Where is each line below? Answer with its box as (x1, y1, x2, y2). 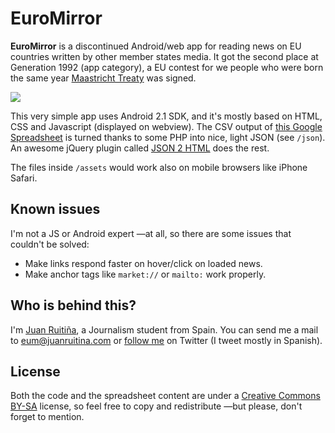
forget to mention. (10, 411, 85, 423)
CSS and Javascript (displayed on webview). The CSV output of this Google (10, 120, 323, 132)
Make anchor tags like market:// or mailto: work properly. (24, 268, 267, 280)
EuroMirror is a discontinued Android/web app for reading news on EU (10, 40, 302, 52)
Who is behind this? (10, 297, 137, 314)
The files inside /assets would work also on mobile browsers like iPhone (10, 161, 308, 173)
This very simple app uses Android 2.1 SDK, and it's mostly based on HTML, (10, 110, 323, 122)
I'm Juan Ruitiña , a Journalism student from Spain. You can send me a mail (10, 323, 319, 336)
